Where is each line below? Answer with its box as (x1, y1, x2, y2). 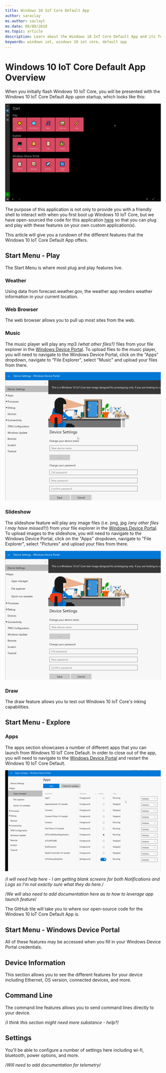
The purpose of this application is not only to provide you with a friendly (5, 206, 152, 212)
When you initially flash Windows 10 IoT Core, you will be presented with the (5, 88, 161, 94)
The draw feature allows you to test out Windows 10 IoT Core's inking (5, 698, 146, 705)
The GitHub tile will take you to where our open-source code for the (5, 906, 143, 912)
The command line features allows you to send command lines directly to (5, 1004, 154, 1010)
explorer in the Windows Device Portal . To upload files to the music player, (5, 346, 157, 352)
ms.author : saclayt (5, 18, 45, 23)
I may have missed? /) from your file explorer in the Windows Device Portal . (5, 525, 158, 531)
